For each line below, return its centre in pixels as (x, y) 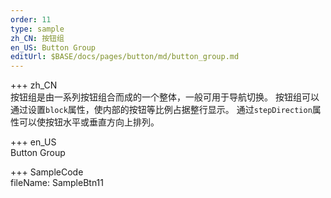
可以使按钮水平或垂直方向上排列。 (89, 122)
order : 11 (31, 19)
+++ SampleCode (47, 172)
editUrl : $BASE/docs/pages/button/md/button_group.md (125, 57)
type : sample (37, 29)
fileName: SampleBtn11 (57, 183)
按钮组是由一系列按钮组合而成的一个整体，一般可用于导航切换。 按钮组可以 (165, 97)
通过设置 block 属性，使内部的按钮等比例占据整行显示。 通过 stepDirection (161, 110)
